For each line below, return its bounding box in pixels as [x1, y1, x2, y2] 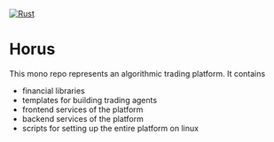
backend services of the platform [21, 113, 144, 123]
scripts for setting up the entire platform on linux [21, 123, 200, 133]
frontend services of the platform [21, 104, 144, 115]
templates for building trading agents [21, 94, 158, 105]
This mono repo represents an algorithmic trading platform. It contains [9, 68, 266, 78]
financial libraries [21, 85, 86, 96]
